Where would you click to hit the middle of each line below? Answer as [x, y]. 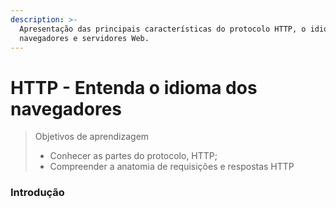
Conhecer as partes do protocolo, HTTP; [133, 156]
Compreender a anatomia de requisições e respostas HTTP [172, 167]
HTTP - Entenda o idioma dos [134, 87]
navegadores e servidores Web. [84, 38]
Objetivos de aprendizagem [92, 137]
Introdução [37, 193]
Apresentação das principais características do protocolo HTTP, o [163, 29]
